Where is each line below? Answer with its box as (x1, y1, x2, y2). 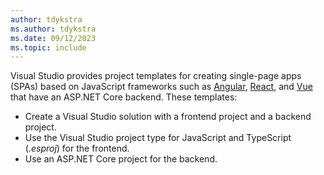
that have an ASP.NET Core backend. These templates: (10, 91, 238, 103)
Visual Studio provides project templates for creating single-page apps (10, 70, 302, 82)
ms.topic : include (10, 42, 87, 53)
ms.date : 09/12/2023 (10, 33, 97, 43)
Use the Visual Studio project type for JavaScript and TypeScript (24, 132, 292, 144)
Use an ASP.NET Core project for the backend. (24, 153, 218, 165)
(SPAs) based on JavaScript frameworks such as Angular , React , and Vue (10, 81, 313, 93)
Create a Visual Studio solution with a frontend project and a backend (24, 111, 312, 123)
